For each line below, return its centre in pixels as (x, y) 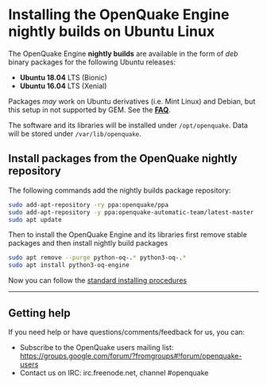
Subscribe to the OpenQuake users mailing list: (97, 347)
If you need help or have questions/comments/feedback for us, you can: (126, 332)
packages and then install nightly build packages (88, 243)
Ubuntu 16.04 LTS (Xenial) (63, 86)
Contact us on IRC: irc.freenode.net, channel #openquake (114, 372)
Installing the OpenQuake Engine (119, 15)
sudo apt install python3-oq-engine (69, 265)
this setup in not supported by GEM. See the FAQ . (89, 110)
